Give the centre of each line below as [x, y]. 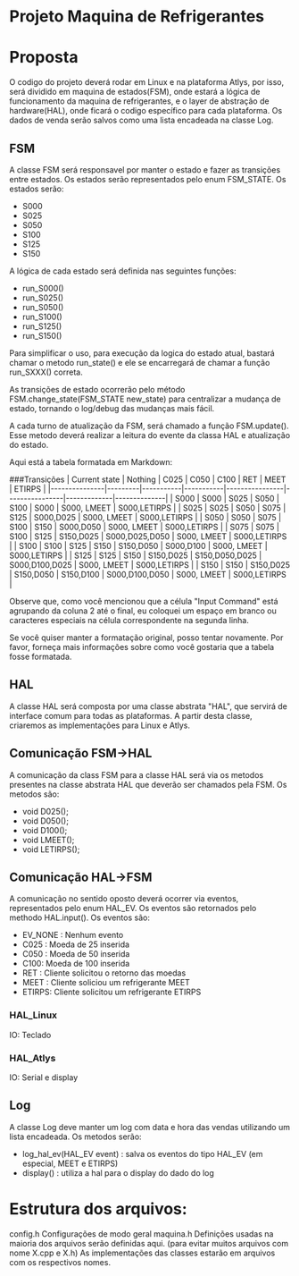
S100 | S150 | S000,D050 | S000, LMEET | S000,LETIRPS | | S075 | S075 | [144, 527]
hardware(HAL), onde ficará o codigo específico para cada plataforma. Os [146, 111]
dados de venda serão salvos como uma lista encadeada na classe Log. [141, 120]
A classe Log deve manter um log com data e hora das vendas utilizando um [149, 1127]
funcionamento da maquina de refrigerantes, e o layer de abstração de [139, 101]
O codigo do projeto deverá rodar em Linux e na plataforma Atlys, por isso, [146, 82]
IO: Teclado [30, 1035]
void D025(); [45, 811]
